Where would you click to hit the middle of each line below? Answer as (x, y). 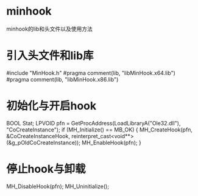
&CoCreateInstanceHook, (38, 136)
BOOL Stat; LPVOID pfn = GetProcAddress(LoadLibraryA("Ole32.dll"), (94, 123)
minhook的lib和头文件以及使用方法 (50, 29)
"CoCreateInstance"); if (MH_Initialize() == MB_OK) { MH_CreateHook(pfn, (100, 130)
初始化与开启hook (51, 106)
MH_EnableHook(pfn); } (111, 142)
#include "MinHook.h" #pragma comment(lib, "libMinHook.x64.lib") (91, 73)
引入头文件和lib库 (50, 56)
